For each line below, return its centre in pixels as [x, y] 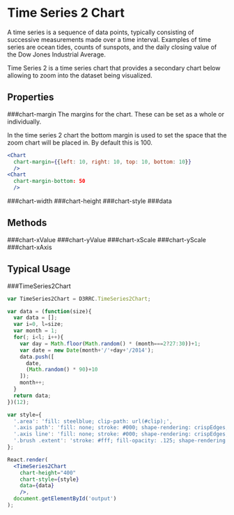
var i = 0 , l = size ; [39, 324]
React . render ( [28, 460]
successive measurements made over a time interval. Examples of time [109, 39]
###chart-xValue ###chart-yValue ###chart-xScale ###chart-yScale [107, 239]
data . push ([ [37, 357]
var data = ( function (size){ [49, 311]
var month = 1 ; [36, 331]
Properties [31, 97]
